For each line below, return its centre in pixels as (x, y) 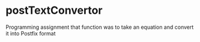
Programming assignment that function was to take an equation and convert (100, 27)
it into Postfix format (31, 33)
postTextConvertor (54, 10)
